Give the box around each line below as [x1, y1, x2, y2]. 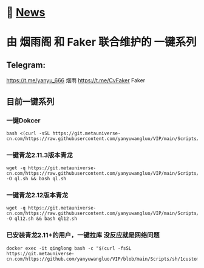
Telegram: [6, 60, 46, 70]
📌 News [6, 5, 46, 19]
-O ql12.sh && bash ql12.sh [6, 216, 78, 222]
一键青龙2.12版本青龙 [6, 191, 69, 200]
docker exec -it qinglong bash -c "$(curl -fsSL [6, 245, 132, 252]
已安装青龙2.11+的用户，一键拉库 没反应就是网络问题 [6, 231, 160, 239]
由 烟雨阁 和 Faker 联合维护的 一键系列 [6, 35, 197, 49]
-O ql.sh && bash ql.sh [6, 176, 67, 182]
